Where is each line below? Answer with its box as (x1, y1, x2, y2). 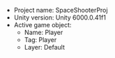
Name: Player (24, 28, 63, 36)
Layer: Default (24, 43, 65, 51)
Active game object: (13, 21, 72, 29)
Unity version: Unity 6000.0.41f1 (13, 13, 107, 22)
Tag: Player (24, 36, 57, 44)
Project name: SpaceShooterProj (13, 6, 108, 14)
